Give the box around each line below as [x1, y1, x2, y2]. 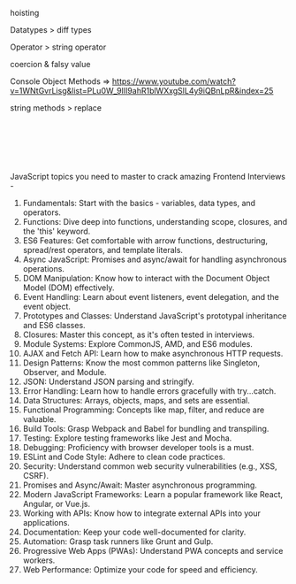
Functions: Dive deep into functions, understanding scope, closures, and [22, 217, 288, 227]
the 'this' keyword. [22, 226, 91, 236]
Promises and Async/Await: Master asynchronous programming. [22, 480, 257, 490]
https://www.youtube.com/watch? [111, 76, 237, 87]
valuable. [22, 414, 57, 424]
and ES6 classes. [22, 320, 87, 330]
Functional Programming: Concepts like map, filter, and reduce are [22, 404, 265, 415]
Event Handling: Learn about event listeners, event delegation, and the [22, 292, 279, 302]
